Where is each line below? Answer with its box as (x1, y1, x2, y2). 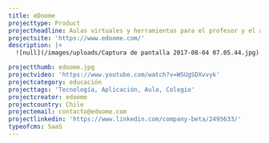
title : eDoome (8, 11, 56, 20)
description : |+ (8, 42, 62, 50)
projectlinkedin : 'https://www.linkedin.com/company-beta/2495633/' (8, 115, 242, 124)
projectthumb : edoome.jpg (8, 63, 94, 72)
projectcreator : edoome (8, 93, 88, 101)
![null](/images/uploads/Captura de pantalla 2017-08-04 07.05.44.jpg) (15, 49, 260, 57)
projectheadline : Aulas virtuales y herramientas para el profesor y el (8, 26, 256, 34)
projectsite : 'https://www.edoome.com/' (8, 34, 146, 42)
